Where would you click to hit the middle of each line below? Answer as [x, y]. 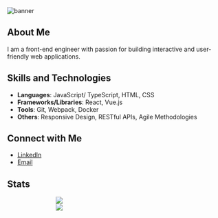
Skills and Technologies [59, 78]
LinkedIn [29, 155]
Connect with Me [45, 138]
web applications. [55, 56]
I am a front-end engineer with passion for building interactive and [101, 49]
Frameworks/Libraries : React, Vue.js [70, 102]
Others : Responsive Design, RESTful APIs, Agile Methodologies [107, 117]
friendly [18, 56]
